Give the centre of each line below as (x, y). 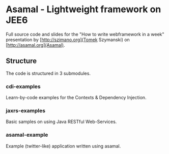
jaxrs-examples (25, 110)
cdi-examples (23, 86)
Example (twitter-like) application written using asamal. (63, 146)
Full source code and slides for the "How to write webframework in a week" (85, 34)
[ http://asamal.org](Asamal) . (35, 45)
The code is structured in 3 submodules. (48, 73)
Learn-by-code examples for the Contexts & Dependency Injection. (76, 98)
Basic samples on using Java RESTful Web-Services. (61, 122)
